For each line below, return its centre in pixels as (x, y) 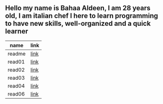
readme (17, 53)
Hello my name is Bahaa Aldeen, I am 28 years (78, 8)
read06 (16, 94)
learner (17, 31)
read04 (16, 86)
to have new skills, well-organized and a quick (78, 24)
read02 (16, 70)
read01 (16, 61)
